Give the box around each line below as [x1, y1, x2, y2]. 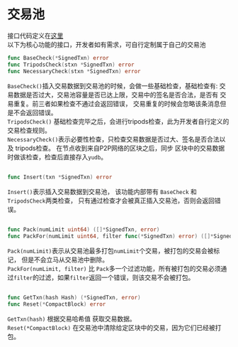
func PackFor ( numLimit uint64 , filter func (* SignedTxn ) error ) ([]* [7, 233, 214, 240]
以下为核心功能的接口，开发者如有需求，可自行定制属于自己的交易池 [7, 40, 206, 48]
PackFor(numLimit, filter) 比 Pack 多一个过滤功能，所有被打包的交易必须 [7, 264, 221, 272]
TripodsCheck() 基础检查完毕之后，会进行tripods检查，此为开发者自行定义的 [7, 117, 229, 125]
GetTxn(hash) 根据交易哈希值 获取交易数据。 [7, 314, 136, 324]
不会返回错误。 [13, 108, 57, 117]
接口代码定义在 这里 [7, 31, 64, 40]
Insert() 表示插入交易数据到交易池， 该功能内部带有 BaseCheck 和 [7, 187, 197, 196]
